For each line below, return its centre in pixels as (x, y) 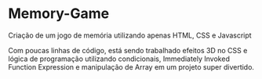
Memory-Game (59, 14)
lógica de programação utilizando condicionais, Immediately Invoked (119, 59)
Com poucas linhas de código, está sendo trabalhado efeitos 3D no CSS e (128, 50)
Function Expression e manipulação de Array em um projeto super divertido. (131, 66)
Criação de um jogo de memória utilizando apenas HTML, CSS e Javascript (130, 35)
